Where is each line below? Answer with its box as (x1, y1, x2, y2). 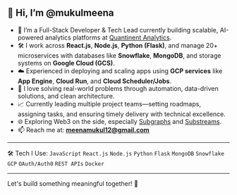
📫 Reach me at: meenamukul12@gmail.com (17, 125, 150, 134)
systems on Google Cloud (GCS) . (17, 58, 115, 67)
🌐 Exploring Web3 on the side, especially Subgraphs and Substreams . (17, 117, 222, 125)
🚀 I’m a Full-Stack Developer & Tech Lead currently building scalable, (17, 25, 219, 34)
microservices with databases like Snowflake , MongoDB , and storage (17, 51, 221, 60)
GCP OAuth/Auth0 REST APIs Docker (7, 160, 104, 168)
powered (17, 33, 44, 42)
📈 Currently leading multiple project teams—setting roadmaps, (17, 99, 201, 108)
